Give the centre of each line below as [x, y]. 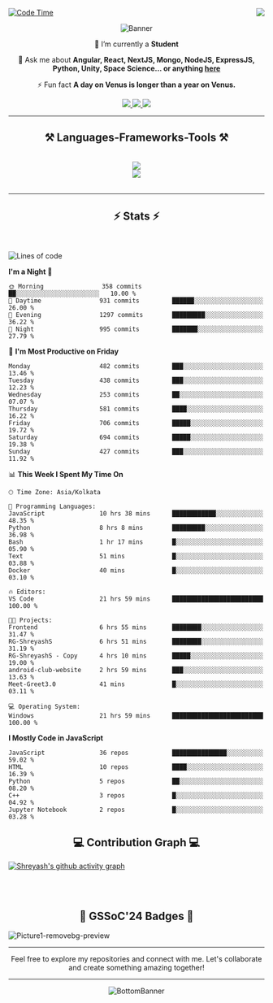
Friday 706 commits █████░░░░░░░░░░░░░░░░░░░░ [136, 423]
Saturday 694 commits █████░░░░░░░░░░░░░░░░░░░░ [136, 437]
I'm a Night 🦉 [30, 271]
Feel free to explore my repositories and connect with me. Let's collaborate [136, 959]
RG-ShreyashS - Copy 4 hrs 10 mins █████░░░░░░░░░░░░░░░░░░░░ [136, 656]
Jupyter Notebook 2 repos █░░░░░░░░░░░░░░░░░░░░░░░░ [136, 810]
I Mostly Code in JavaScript [56, 738]
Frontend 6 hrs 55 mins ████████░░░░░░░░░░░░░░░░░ [136, 627]
